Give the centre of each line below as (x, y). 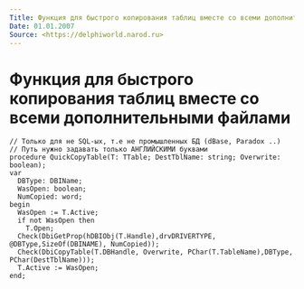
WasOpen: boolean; (52, 189)
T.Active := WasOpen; (58, 268)
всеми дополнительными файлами (150, 117)
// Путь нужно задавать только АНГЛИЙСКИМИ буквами (109, 150)
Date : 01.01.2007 (42, 26)
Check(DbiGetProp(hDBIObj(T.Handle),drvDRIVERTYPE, (117, 237)
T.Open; (40, 228)
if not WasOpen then (56, 221)
